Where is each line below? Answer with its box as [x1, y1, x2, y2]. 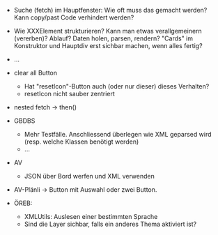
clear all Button [13, 69, 58, 77]
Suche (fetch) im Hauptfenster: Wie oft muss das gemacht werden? [13, 6, 208, 14]
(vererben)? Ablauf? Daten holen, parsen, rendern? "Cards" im [13, 34, 194, 43]
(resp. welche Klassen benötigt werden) [24, 137, 139, 146]
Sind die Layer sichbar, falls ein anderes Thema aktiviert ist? [24, 220, 197, 228]
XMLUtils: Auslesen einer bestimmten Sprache [24, 213, 158, 220]
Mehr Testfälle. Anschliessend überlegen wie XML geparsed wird [24, 130, 212, 138]
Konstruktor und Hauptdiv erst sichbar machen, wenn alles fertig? [13, 42, 203, 50]
